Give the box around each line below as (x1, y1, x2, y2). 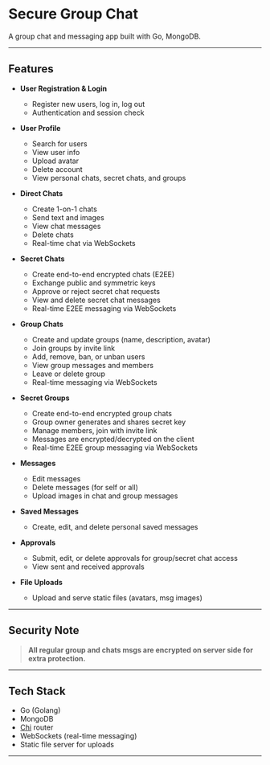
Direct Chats (19, 188, 63, 198)
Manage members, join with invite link (31, 425, 157, 435)
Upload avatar (31, 156, 79, 166)
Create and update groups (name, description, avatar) (31, 334, 211, 344)
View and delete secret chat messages (31, 295, 161, 305)
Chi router (19, 722, 54, 732)
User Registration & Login (19, 84, 107, 93)
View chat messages (31, 221, 101, 231)
